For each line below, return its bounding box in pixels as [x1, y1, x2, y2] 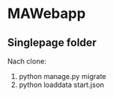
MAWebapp [7, 5, 86, 23]
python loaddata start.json [18, 80, 105, 89]
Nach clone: [7, 56, 46, 66]
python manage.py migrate [18, 72, 107, 81]
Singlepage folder [7, 36, 97, 49]
